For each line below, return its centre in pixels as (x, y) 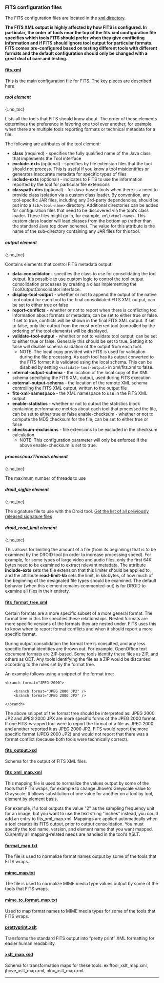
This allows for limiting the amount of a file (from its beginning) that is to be (81, 550)
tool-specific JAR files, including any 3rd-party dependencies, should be (85, 200)
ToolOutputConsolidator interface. (46, 290)
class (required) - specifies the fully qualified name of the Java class (81, 154)
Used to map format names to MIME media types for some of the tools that (80, 911)
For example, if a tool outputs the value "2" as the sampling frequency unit (80, 808)
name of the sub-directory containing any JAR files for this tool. (76, 231)
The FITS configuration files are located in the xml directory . (65, 18)
